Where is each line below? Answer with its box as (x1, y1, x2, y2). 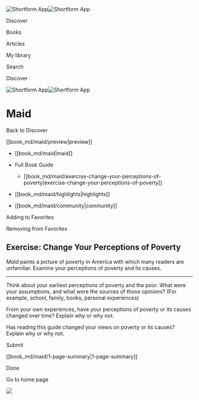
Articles (6, 40, 25, 47)
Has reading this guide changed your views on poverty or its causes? (6, 323, 175, 330)
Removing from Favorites (6, 225, 68, 232)
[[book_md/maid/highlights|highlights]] (14, 190, 110, 197)
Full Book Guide (14, 161, 54, 168)
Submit (6, 341, 24, 348)
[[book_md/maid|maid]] (14, 149, 73, 157)
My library (6, 52, 31, 59)
